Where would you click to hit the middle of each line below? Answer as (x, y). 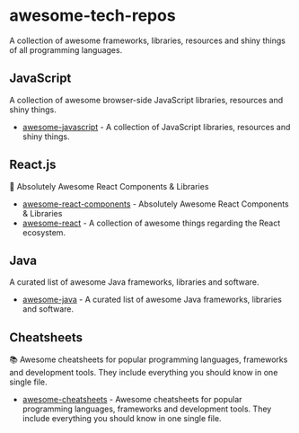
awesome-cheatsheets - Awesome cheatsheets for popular (132, 400)
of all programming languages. (66, 49)
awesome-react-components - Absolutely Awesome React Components (155, 204)
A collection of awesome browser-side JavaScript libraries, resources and (146, 100)
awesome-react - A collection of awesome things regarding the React (151, 223)
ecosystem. (44, 232)
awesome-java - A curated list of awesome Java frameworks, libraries (152, 300)
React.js (33, 165)
